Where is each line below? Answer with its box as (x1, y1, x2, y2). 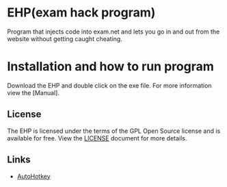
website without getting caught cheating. (7, 34, 123, 42)
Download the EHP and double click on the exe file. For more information (7, 81, 212, 90)
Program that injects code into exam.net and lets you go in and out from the (7, 27, 220, 36)
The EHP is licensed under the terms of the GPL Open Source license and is (7, 127, 221, 135)
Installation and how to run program (7, 59, 214, 75)
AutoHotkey (16, 172, 51, 180)
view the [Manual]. (7, 88, 60, 97)
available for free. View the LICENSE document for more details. (7, 134, 187, 142)
